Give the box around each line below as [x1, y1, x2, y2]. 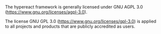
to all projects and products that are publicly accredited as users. [5, 23, 135, 29]
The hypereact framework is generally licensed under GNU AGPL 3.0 [5, 4, 143, 10]
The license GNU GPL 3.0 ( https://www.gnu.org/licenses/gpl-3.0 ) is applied [5, 19, 157, 24]
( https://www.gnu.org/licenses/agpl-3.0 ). [5, 9, 88, 15]
